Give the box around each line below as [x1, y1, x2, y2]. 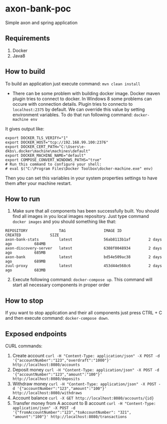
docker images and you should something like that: [12, 219, 116, 225]
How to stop [5, 296, 43, 305]
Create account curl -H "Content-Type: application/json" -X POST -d [12, 353, 160, 358]
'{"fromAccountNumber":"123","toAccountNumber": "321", [12, 410, 131, 415]
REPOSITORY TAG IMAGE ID [5, 229, 122, 234]
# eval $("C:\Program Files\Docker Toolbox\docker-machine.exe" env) [5, 166, 153, 171]
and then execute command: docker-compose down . [5, 315, 109, 321]
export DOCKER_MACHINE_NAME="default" [5, 153, 86, 158]
